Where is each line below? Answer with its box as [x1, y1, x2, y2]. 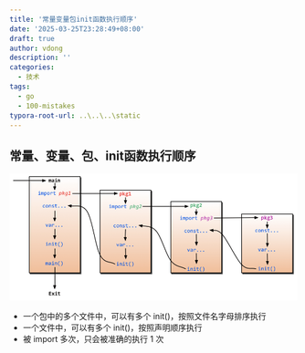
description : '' [9, 53, 71, 63]
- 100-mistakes [17, 101, 76, 110]
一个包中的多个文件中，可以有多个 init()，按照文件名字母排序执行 [22, 310, 267, 321]
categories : [9, 63, 55, 72]
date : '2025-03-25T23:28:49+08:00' [9, 24, 145, 34]
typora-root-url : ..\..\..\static [9, 110, 142, 120]
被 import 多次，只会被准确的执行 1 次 [22, 333, 164, 344]
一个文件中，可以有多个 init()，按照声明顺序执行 [22, 322, 203, 333]
